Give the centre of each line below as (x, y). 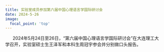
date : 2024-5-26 (22, 14)
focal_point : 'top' (30, 24)
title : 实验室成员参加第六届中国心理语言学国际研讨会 (54, 10)
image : (12, 19)
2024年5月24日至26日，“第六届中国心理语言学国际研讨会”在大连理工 (83, 38)
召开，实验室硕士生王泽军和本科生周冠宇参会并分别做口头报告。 (75, 45)
